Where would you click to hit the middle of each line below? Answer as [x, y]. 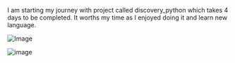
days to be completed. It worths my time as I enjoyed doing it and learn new [117, 17]
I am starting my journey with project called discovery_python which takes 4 [118, 10]
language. [22, 25]
